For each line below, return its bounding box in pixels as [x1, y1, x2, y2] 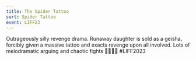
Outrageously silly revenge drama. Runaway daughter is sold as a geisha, [6, 36, 183, 43]
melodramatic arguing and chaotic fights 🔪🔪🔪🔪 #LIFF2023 [6, 48, 146, 55]
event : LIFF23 [6, 19, 41, 25]
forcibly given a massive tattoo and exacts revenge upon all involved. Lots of [6, 41, 190, 48]
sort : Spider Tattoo [6, 14, 57, 20]
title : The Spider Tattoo [6, 8, 69, 15]
